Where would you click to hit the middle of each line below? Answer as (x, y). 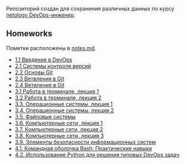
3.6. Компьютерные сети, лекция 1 (59, 123)
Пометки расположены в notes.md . (51, 48)
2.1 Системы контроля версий (53, 66)
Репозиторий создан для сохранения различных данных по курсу (90, 9)
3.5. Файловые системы (45, 116)
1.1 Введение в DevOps (44, 60)
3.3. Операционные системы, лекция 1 (64, 104)
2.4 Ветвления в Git (40, 85)
